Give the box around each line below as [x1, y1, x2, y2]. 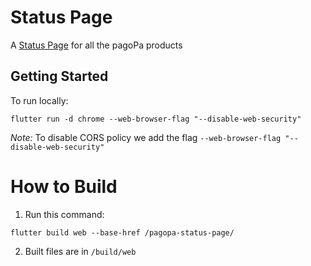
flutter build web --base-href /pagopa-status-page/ [10, 227, 235, 238]
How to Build [10, 175, 118, 198]
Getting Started [10, 68, 109, 85]
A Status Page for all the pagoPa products [10, 39, 183, 51]
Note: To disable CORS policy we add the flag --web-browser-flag [10, 131, 282, 143]
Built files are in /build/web [24, 245, 137, 257]
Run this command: [24, 208, 105, 220]
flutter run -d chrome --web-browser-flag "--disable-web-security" [10, 114, 302, 124]
